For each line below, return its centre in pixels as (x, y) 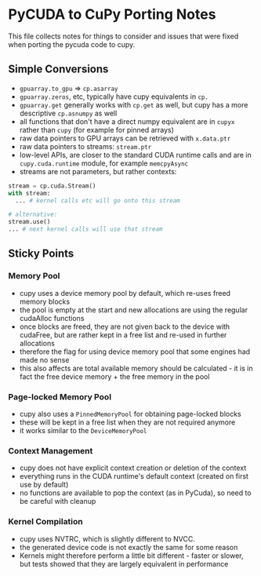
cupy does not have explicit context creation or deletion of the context (133, 468)
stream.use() (29, 222)
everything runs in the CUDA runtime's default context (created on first (134, 476)
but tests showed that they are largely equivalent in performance (124, 563)
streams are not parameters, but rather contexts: (98, 171)
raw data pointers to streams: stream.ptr (85, 146)
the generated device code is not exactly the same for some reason (129, 547)
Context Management (51, 450)
